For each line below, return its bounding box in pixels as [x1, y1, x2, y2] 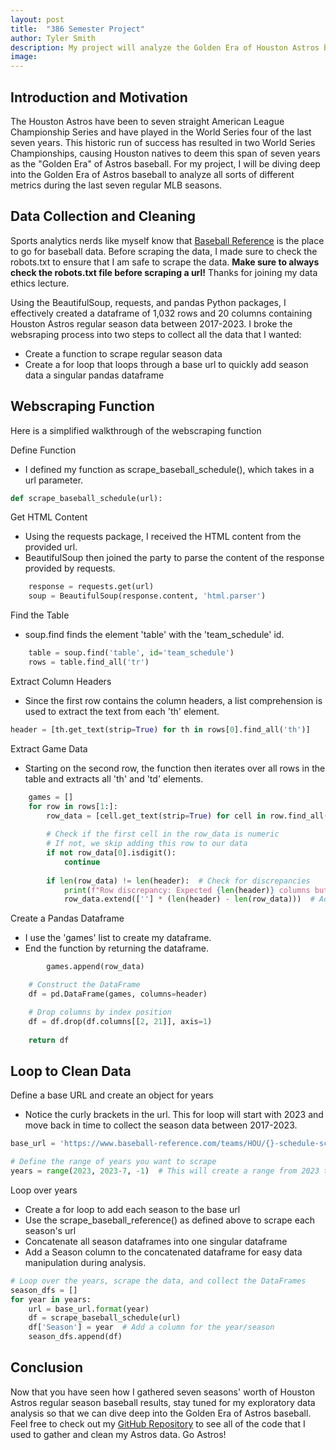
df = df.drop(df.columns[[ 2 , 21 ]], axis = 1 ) [28, 1016, 213, 1026]
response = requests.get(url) [28, 582, 155, 592]
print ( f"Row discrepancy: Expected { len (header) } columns [63, 885, 311, 895]
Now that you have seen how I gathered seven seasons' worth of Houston [10, 1386, 316, 1398]
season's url [24, 1224, 77, 1236]
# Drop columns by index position [28, 1007, 172, 1017]
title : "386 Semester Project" [10, 24, 145, 34]
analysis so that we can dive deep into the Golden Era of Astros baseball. [10, 1407, 312, 1419]
